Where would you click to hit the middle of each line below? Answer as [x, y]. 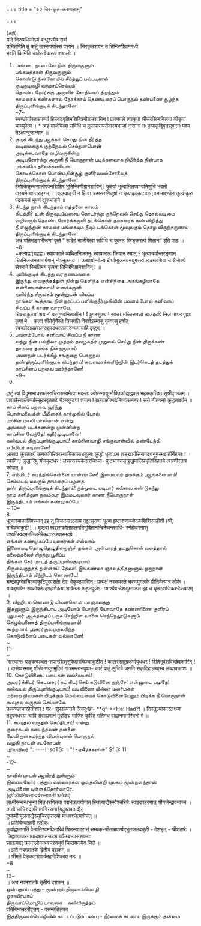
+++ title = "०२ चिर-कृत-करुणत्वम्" [44, 9]
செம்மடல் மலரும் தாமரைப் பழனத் [45, 481]
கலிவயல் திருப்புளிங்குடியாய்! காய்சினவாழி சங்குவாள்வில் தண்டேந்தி [83, 440]
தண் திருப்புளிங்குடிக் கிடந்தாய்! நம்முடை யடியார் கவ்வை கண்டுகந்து [82, 488]
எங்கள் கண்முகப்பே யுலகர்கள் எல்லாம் [50, 541]
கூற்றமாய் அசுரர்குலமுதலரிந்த [40, 629]
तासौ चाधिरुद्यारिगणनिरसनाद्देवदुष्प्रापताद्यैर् [44, 809]
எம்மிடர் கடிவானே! [28, 447]
